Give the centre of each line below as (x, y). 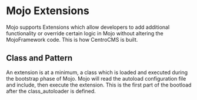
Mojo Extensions (48, 11)
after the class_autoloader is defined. (51, 91)
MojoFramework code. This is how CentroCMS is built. (72, 39)
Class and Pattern (39, 58)
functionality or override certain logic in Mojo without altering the (85, 33)
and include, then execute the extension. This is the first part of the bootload (99, 85)
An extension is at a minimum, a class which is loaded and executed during (97, 72)
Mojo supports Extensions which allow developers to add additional (88, 27)
